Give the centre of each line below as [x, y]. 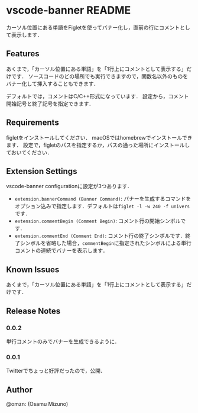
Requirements [33, 123]
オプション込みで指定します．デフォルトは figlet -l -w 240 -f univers [102, 206]
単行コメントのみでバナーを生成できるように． [63, 341]
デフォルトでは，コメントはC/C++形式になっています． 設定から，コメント [98, 96]
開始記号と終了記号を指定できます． [50, 104]
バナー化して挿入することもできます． [53, 83]
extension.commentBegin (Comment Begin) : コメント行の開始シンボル [98, 221]
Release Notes [33, 311]
